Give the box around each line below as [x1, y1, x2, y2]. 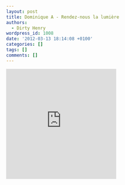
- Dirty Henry [11, 25, 46, 31]
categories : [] [6, 42, 43, 48]
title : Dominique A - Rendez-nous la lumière [6, 14, 119, 20]
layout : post [6, 8, 38, 15]
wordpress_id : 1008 [6, 31, 54, 36]
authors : [6, 19, 28, 25]
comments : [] [6, 52, 38, 58]
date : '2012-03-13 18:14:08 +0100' [6, 36, 93, 42]
